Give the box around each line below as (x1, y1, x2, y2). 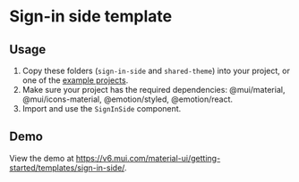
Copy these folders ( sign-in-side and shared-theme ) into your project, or (21, 65, 291, 76)
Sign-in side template (9, 6, 173, 27)
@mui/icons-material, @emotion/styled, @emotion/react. (21, 94, 234, 104)
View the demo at (9, 153, 74, 163)
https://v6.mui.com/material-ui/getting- (75, 153, 221, 163)
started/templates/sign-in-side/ (9, 162, 125, 173)
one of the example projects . (21, 75, 129, 86)
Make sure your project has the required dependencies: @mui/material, (21, 85, 286, 95)
